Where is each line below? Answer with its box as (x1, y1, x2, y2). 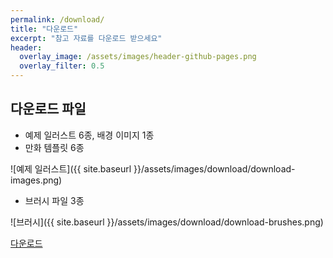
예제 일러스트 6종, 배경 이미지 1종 (24, 129, 155, 141)
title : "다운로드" (10, 24, 79, 34)
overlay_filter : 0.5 (19, 61, 105, 71)
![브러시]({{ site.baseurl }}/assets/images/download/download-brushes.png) (10, 216, 324, 228)
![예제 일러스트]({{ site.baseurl (10, 162, 132, 175)
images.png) (10, 174, 63, 186)
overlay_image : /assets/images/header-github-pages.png (19, 52, 257, 62)
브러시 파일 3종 (24, 194, 85, 206)
